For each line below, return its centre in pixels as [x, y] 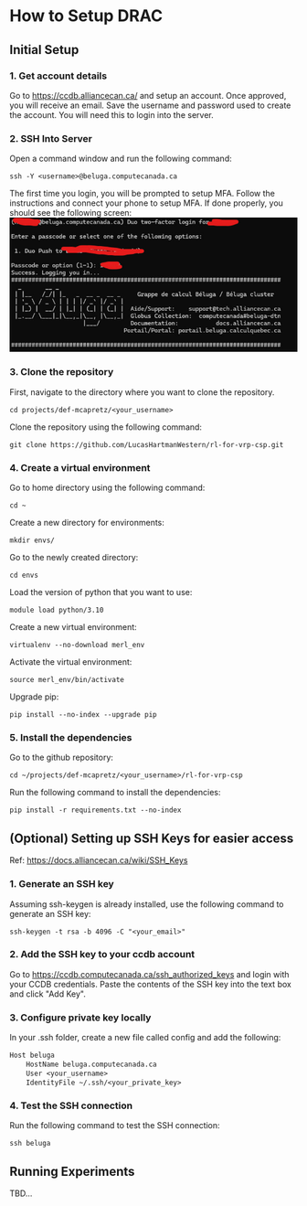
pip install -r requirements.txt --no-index [95, 810]
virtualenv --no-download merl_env [77, 646]
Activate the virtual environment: [71, 662]
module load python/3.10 [57, 610]
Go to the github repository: [62, 758]
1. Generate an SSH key [62, 884]
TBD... [21, 1193]
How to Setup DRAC [86, 16]
